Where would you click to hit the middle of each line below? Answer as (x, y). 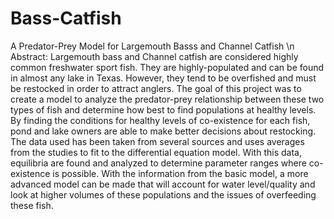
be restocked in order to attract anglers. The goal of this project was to (156, 88)
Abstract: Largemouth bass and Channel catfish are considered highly (154, 56)
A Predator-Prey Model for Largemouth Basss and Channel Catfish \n (152, 46)
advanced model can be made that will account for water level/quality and (163, 184)
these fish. (32, 205)
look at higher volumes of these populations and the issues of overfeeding (163, 194)
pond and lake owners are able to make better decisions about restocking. (163, 131)
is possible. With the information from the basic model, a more (180, 173)
